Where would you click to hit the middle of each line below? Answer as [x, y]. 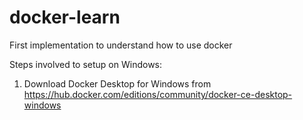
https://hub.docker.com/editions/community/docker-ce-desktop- [158, 94]
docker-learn [65, 17]
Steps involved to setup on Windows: [86, 64]
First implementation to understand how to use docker [121, 45]
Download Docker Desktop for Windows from [117, 83]
